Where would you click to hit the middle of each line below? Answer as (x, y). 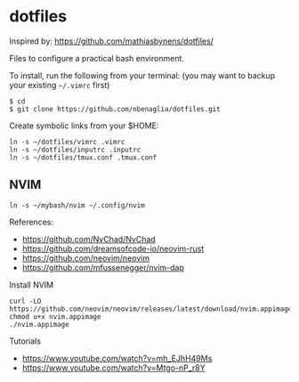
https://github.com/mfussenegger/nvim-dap (103, 267)
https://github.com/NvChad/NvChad (89, 239)
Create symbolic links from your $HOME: (84, 126)
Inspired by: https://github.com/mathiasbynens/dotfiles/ (111, 41)
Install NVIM (32, 284)
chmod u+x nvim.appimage (55, 317)
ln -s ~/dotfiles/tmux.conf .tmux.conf (83, 158)
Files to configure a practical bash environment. (97, 58)
